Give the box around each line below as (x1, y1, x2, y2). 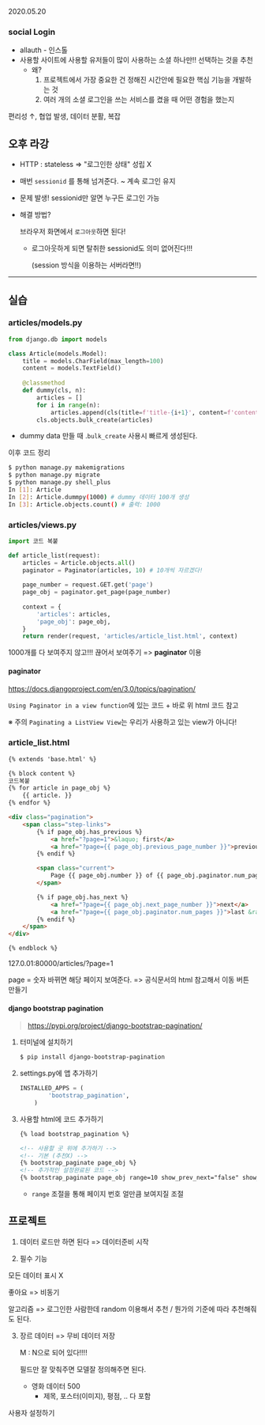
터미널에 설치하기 (19, 1037, 73, 1047)
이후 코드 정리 (8, 448, 51, 457)
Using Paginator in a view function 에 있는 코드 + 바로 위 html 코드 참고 (8, 700, 239, 710)
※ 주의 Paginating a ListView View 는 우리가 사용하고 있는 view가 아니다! (8, 717, 237, 726)
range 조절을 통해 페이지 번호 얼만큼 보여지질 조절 (31, 1189, 184, 1199)
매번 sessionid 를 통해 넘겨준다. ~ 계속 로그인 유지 (19, 176, 176, 186)
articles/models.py (8, 317, 83, 328)
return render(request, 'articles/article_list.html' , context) (22, 632, 238, 640)
